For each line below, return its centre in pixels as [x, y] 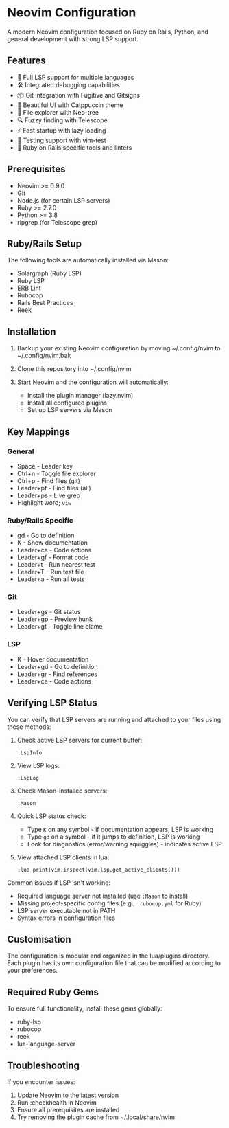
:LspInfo [29, 753]
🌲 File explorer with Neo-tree [58, 112]
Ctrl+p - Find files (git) [49, 481]
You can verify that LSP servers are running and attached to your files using [114, 719]
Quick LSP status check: [51, 816]
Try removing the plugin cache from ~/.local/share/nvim [96, 1117]
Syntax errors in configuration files [66, 918]
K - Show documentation [52, 543]
